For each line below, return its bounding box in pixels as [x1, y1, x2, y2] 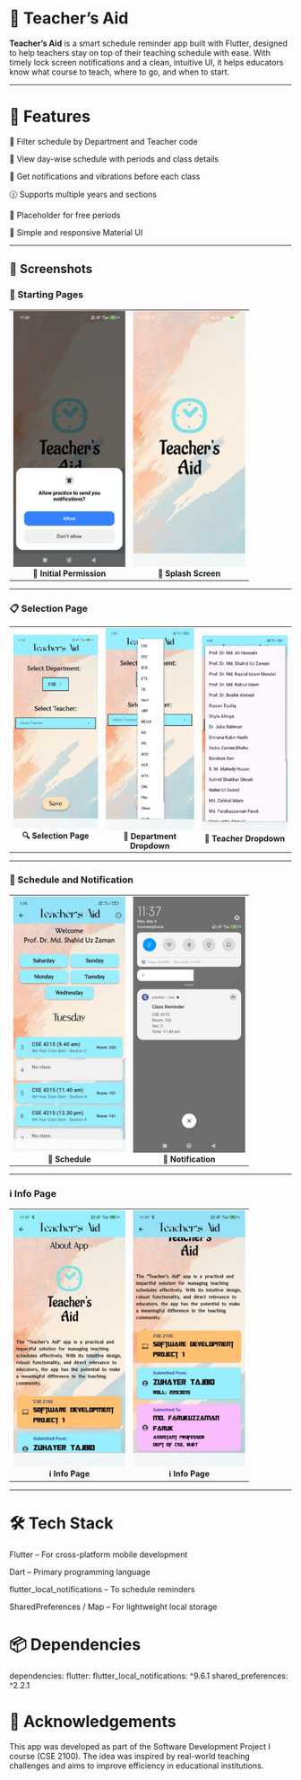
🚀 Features [9, 107, 91, 127]
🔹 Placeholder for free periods [9, 209, 121, 220]
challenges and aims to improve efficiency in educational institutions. [9, 1760, 264, 1771]
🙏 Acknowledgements [9, 1711, 176, 1731]
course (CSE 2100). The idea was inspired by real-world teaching [9, 1750, 251, 1761]
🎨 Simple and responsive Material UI [9, 226, 143, 237]
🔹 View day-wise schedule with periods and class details [9, 153, 219, 164]
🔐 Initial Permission [32, 568, 107, 579]
